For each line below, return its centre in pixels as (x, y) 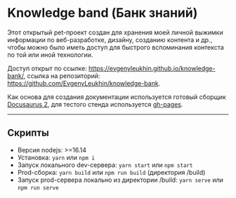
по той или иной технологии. (50, 55)
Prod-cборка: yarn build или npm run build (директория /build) (111, 172)
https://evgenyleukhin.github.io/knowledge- (152, 68)
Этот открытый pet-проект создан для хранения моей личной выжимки (115, 32)
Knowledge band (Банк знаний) (103, 13)
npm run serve (38, 187)
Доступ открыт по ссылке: (47, 68)
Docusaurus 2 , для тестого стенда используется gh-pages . (95, 104)
